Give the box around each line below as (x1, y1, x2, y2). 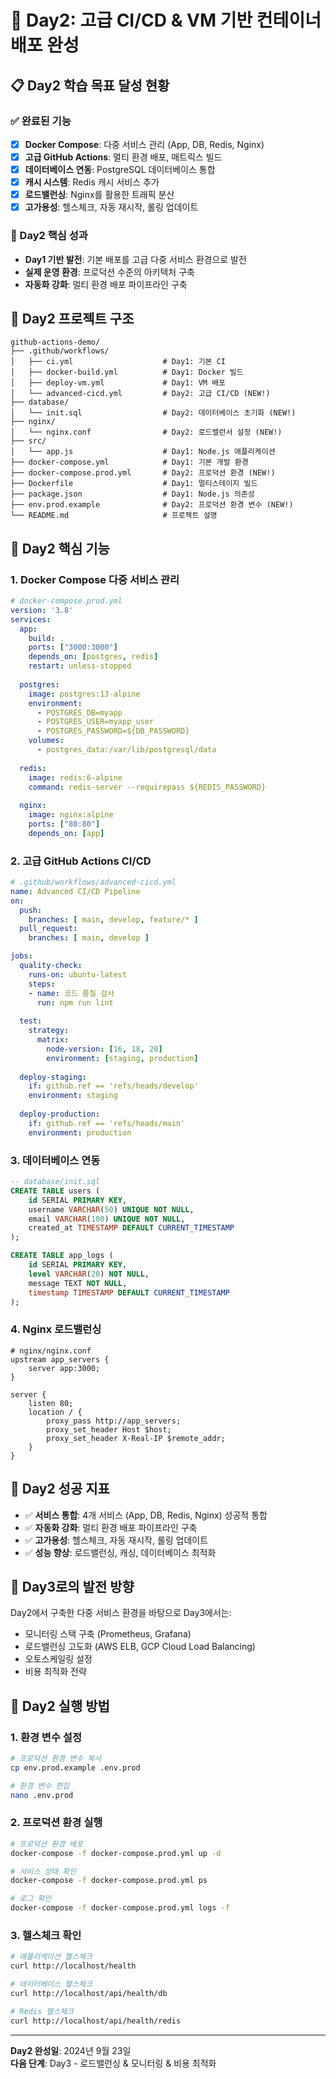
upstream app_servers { (10, 1354, 110, 1365)
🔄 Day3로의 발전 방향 (10, 1578, 135, 1595)
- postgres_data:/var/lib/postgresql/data (36, 745, 217, 755)
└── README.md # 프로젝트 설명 (10, 511, 218, 521)
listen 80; (28, 1398, 74, 1408)
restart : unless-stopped (28, 661, 132, 671)
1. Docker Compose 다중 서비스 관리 (10, 572, 180, 586)
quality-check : (19, 961, 83, 971)
